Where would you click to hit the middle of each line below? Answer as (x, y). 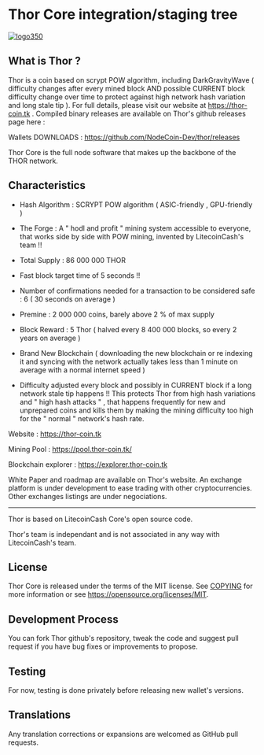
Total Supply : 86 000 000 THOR (72, 260)
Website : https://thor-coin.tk (55, 434)
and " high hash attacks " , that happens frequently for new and (122, 402)
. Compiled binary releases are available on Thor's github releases (139, 113)
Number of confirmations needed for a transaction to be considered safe (137, 291)
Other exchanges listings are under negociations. (88, 496)
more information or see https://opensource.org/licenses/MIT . (108, 594)
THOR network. (33, 161)
